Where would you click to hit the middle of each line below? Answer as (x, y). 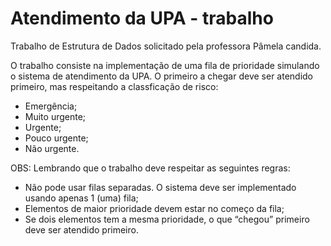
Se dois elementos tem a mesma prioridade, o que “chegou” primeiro (167, 219)
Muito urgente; (55, 116)
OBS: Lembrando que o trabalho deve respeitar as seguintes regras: (150, 168)
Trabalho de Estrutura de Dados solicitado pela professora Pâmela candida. (166, 46)
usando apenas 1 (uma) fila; (81, 198)
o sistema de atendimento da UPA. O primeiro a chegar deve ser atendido (162, 76)
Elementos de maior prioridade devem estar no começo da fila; (154, 208)
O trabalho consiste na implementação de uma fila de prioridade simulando (165, 65)
